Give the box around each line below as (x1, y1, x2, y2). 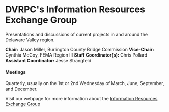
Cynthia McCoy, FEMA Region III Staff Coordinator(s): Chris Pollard (5, 52, 148, 58)
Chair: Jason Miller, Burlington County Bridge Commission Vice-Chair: (5, 46, 154, 52)
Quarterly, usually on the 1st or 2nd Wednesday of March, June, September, (5, 80, 164, 87)
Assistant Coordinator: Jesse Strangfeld (5, 57, 92, 63)
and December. (5, 86, 38, 92)
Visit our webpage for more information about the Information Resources (5, 96, 158, 102)
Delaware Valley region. (5, 37, 55, 43)
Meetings (5, 69, 26, 75)
